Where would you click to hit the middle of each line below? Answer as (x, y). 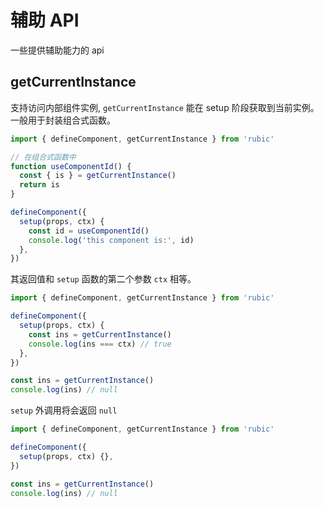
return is (39, 185)
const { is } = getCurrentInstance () (98, 176)
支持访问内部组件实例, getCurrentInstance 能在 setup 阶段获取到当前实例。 (165, 107)
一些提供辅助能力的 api (57, 50)
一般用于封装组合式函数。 (63, 120)
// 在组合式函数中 (43, 157)
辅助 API (45, 20)
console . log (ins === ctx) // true (100, 344)
